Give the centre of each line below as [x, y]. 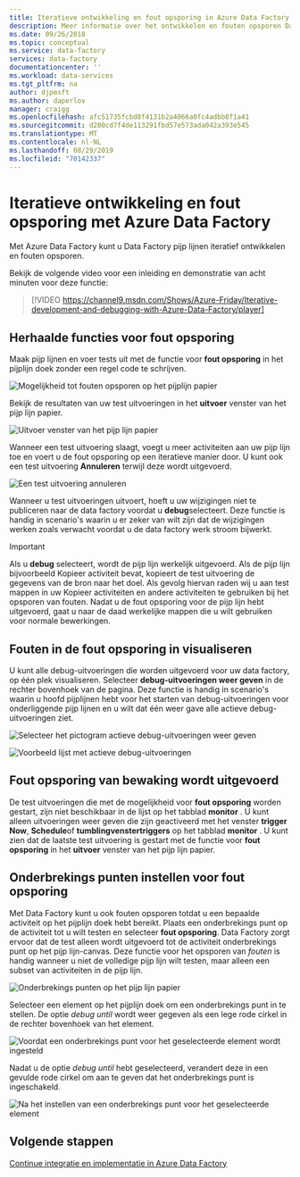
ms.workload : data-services [62, 76]
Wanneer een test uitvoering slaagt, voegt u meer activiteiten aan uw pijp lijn [150, 447]
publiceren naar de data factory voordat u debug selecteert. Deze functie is [147, 511]
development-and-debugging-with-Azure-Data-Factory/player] [148, 310]
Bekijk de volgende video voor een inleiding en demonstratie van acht [137, 273]
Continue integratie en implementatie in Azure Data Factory [118, 1163]
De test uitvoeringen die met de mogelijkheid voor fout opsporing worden [145, 802]
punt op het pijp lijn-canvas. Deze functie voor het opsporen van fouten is [145, 951]
